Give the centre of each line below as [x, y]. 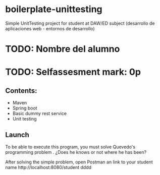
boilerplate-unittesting [54, 9]
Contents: [21, 91]
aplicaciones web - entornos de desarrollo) [50, 28]
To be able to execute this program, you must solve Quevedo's [70, 147]
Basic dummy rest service [40, 113]
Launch [17, 135]
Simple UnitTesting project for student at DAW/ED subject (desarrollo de [80, 23]
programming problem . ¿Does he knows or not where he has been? [76, 152]
